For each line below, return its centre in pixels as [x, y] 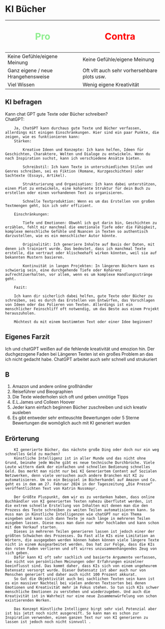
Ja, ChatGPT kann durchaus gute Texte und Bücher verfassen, [78, 128]
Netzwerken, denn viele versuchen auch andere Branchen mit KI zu [74, 476]
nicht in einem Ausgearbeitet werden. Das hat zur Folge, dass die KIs [80, 544]
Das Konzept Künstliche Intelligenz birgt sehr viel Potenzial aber [85, 609]
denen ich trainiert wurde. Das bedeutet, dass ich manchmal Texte [76, 249]
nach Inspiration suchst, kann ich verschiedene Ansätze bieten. [73, 158]
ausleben [21, 413]
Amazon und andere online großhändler [53, 387]
